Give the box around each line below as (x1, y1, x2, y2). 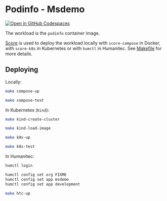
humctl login (5, 163, 33, 168)
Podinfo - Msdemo (5, 4, 85, 15)
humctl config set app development (5, 181, 80, 187)
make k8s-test (5, 144, 35, 149)
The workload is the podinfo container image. (5, 30, 100, 36)
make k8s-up (5, 135, 30, 140)
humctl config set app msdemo (5, 177, 69, 182)
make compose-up (5, 89, 39, 94)
